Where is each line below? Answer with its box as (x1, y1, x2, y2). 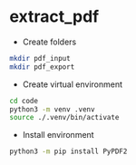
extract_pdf (9, 6, 100, 27)
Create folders (22, 36, 77, 47)
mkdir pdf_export (9, 62, 75, 72)
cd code (9, 96, 39, 105)
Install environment (22, 130, 94, 141)
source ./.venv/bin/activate (9, 113, 120, 122)
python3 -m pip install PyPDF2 (9, 147, 128, 156)
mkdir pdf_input (9, 53, 71, 63)
